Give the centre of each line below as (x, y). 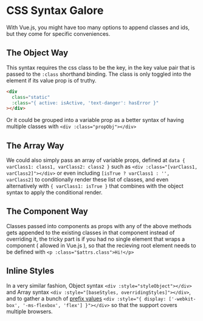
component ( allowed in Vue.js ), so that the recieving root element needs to (101, 245)
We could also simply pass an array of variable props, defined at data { (96, 160)
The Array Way (35, 145)
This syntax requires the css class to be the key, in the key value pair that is (101, 67)
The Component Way (47, 211)
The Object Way (37, 53)
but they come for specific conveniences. (58, 33)
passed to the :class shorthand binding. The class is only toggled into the (99, 74)
